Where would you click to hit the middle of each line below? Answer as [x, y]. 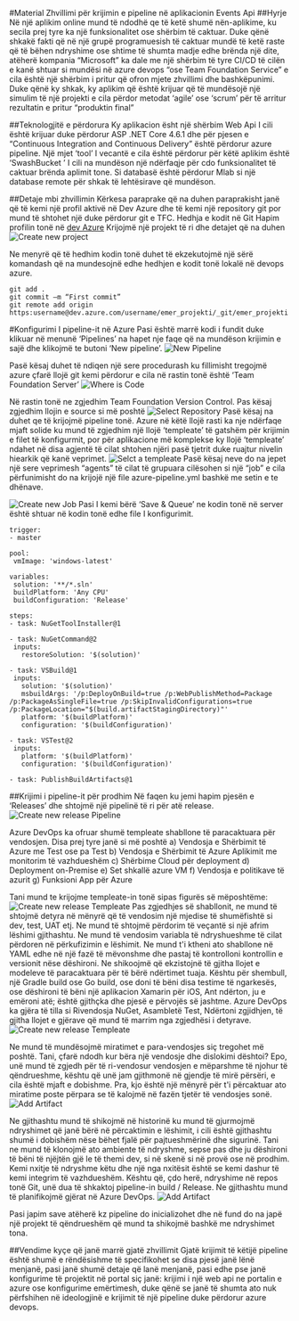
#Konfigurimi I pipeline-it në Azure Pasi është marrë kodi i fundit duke [137, 329]
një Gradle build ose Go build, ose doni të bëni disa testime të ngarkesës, [143, 982]
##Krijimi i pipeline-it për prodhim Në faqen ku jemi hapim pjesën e [132, 796]
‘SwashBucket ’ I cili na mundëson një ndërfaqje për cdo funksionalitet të [143, 163]
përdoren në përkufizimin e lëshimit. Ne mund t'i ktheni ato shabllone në [141, 944]
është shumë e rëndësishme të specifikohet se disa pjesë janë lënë [132, 1259]
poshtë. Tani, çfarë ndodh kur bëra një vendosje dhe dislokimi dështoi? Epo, [148, 1056]
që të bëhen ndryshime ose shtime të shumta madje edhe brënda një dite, [145, 51]
